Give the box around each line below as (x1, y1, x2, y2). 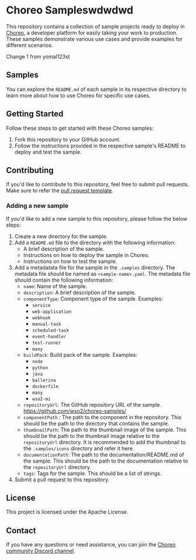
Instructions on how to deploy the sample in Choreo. (23, 251, 150, 258)
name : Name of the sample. (23, 282, 88, 289)
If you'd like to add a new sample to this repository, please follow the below (6, 215, 188, 222)
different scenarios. (6, 42, 53, 49)
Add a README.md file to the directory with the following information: (14, 239, 176, 246)
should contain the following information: (14, 276, 114, 284)
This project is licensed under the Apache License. (6, 508, 129, 515)
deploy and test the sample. (14, 148, 82, 156)
